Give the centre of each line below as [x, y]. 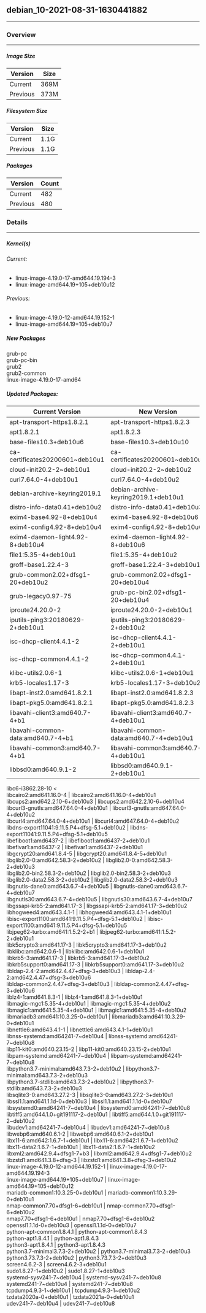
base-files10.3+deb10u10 [149, 442]
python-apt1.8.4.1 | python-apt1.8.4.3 [53, 1238]
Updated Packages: [32, 394]
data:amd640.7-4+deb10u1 [152, 738]
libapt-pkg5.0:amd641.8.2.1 [51, 703]
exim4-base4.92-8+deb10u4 [54, 517]
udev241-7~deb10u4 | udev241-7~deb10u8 [61, 1304]
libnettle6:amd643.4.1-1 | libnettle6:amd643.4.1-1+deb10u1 [80, 1030]
